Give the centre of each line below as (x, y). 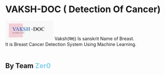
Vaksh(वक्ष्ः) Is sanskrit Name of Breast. (94, 39)
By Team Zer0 (28, 66)
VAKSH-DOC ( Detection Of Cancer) (83, 9)
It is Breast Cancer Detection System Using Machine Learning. (71, 45)
